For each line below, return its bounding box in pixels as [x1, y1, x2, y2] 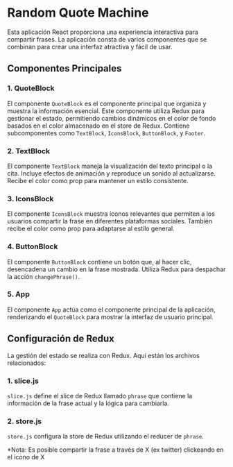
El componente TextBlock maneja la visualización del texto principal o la [7, 162, 213, 170]
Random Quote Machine [7, 5, 149, 21]
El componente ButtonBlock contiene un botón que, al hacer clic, [7, 257, 192, 266]
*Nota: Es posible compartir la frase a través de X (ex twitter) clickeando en [7, 445, 224, 454]
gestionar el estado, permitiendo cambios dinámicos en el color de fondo [7, 114, 216, 122]
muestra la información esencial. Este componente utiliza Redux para [7, 106, 205, 115]
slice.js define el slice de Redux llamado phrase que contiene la [7, 391, 193, 400]
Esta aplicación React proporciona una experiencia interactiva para [7, 28, 199, 36]
